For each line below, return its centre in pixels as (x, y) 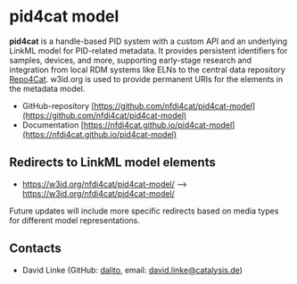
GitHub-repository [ (58, 105)
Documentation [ (53, 125)
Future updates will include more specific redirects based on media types (144, 211)
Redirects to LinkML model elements (112, 163)
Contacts (36, 249)
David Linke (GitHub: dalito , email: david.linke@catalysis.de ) (132, 270)
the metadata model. (47, 88)
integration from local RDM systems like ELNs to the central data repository (147, 70)
